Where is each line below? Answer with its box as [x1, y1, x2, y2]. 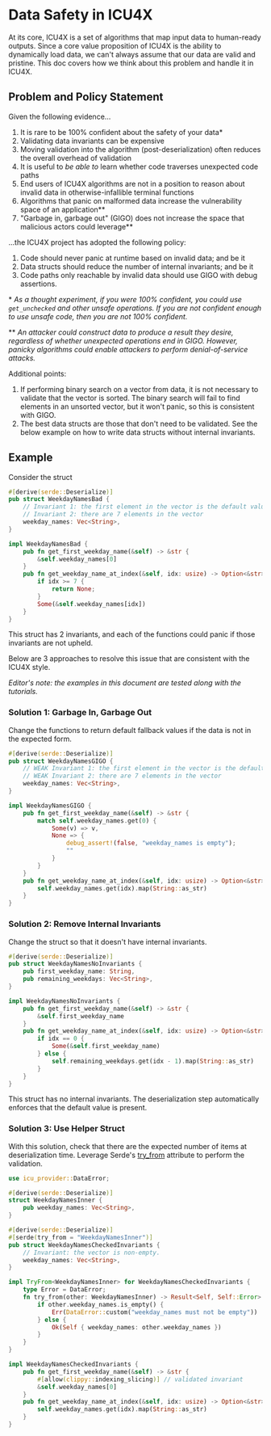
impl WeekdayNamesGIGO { [8, 802, 92, 810]
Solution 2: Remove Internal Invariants [8, 919, 161, 930]
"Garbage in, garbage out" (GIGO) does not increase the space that [19, 213, 244, 223]
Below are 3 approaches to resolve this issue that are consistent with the [8, 654, 250, 663]
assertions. [19, 279, 58, 288]
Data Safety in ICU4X [8, 6, 153, 24]
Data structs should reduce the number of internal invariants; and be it [19, 261, 254, 272]
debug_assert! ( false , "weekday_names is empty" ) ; [65, 839, 236, 848]
